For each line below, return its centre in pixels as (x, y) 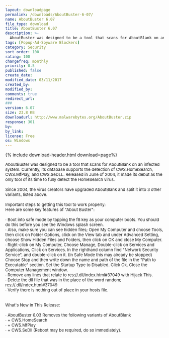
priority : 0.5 (20, 66)
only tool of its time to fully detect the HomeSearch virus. (60, 180)
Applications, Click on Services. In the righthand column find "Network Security (82, 250)
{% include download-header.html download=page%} (61, 155)
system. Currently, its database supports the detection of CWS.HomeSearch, (79, 170)
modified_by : (19, 89)
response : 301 (20, 122)
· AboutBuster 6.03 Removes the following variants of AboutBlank (68, 315)
